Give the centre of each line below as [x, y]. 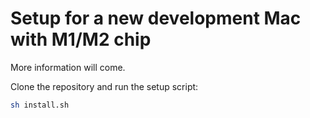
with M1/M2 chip [81, 39]
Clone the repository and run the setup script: [104, 86]
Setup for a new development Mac [156, 18]
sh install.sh [40, 105]
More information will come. [68, 67]
